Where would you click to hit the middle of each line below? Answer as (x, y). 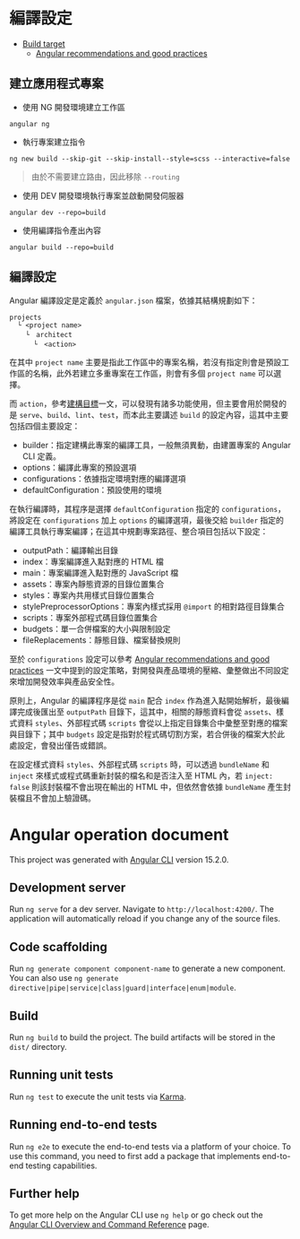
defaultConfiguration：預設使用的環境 (92, 490)
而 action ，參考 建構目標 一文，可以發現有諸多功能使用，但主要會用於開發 (144, 403)
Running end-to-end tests (83, 1125)
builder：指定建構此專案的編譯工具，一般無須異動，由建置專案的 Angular (156, 445)
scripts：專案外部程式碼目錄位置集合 (90, 617)
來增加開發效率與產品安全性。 (64, 681)
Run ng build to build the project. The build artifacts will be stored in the (142, 1037)
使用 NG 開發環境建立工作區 (73, 107)
